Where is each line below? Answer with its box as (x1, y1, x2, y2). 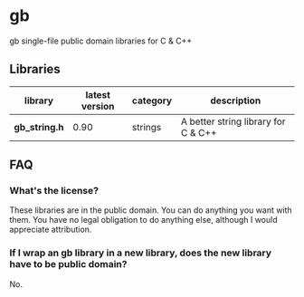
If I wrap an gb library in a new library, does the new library (9, 246, 272, 259)
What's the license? (9, 185, 100, 197)
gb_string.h (14, 120, 64, 133)
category (131, 94, 173, 107)
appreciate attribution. (9, 224, 92, 235)
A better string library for (180, 115, 287, 128)
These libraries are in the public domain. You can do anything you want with (9, 205, 292, 216)
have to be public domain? (9, 258, 128, 271)
